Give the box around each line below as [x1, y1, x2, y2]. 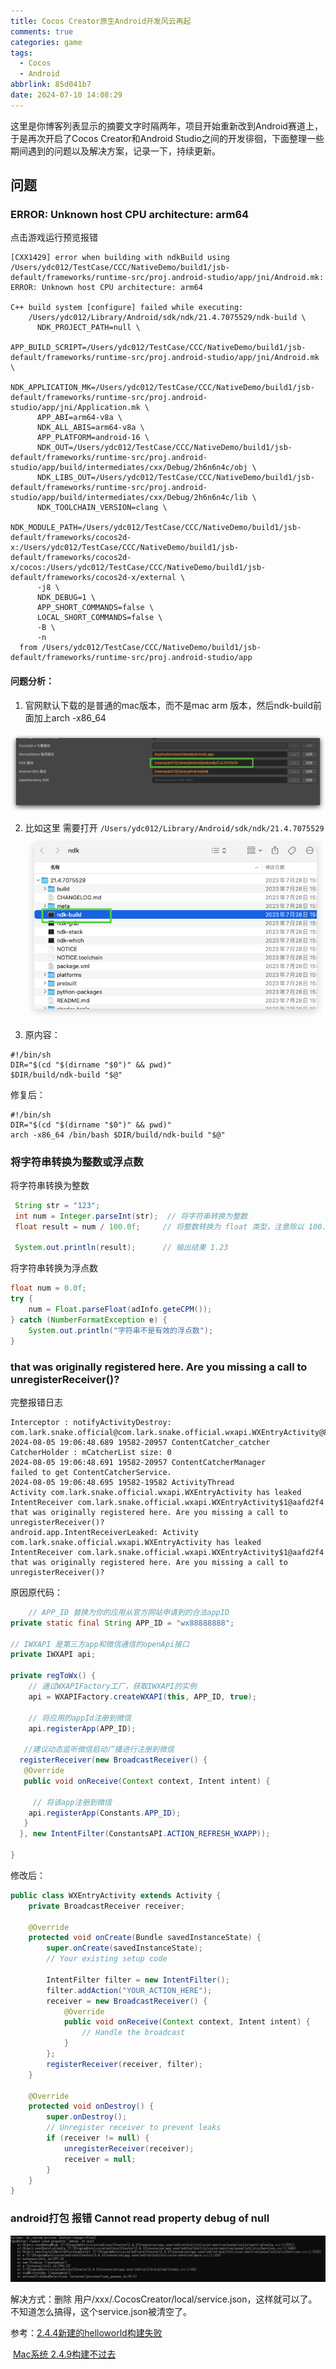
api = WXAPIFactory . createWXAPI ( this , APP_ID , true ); [28, 1691, 257, 1702]
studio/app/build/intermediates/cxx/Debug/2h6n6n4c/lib [10, 493, 248, 503]
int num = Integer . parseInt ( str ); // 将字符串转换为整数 [14, 1211, 248, 1221]
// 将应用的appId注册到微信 [28, 1713, 132, 1723]
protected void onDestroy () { [28, 2101, 155, 2112]
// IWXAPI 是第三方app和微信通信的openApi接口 [10, 1639, 190, 1649]
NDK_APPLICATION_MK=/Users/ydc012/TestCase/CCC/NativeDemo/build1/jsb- [10, 383, 315, 393]
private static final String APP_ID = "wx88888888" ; [10, 1618, 235, 1628]
